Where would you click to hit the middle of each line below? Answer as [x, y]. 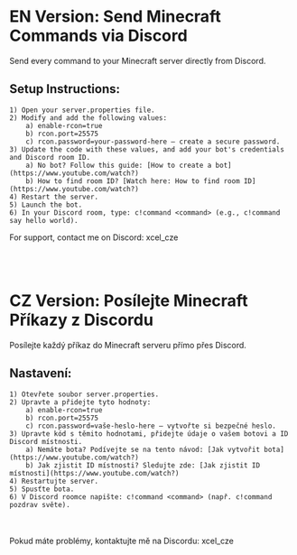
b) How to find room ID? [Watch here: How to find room [133, 181]
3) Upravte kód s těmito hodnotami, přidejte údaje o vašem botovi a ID [149, 434]
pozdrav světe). [40, 504]
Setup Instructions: [65, 89]
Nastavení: [41, 373]
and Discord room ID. [50, 157]
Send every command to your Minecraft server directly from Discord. [138, 60]
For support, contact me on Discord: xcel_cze [94, 237]
